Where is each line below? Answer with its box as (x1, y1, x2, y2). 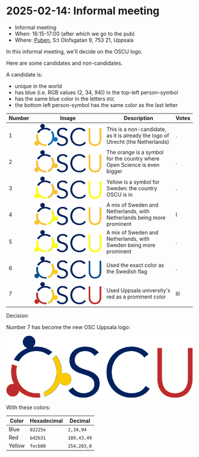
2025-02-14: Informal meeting (6, 4, 160, 18)
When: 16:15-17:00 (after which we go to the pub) (14, 30, 135, 37)
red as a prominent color (106, 293, 166, 301)
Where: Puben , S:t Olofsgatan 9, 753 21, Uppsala (14, 36, 134, 43)
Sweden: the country (106, 184, 158, 191)
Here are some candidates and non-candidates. (6, 59, 123, 67)
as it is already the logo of (106, 132, 169, 139)
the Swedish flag (106, 267, 147, 275)
